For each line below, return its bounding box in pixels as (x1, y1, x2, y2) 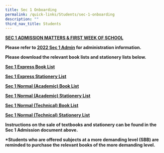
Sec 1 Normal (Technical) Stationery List (5, 112, 90, 118)
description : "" (5, 16, 39, 21)
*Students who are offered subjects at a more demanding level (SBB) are (5, 137, 159, 143)
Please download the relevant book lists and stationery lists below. (5, 54, 147, 60)
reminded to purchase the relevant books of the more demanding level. (5, 142, 156, 148)
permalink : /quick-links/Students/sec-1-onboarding (5, 12, 115, 17)
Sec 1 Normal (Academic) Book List (5, 83, 79, 89)
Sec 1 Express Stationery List (5, 73, 66, 80)
